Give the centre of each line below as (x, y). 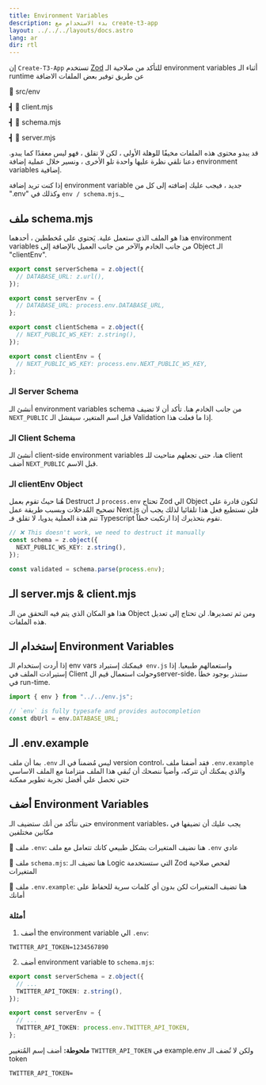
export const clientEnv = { (55, 356)
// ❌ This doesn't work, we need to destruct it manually (107, 533)
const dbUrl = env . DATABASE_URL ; (64, 719)
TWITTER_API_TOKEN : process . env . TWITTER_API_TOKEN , (103, 1028)
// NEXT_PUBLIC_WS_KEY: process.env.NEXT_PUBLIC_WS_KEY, (112, 364)
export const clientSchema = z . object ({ (77, 327)
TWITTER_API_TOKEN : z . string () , (70, 991)
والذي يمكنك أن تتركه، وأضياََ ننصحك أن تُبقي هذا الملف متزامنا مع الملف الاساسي (127, 771)
